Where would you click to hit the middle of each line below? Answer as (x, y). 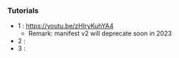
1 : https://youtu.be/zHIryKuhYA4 (65, 26)
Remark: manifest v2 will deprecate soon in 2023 (100, 33)
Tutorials (23, 11)
